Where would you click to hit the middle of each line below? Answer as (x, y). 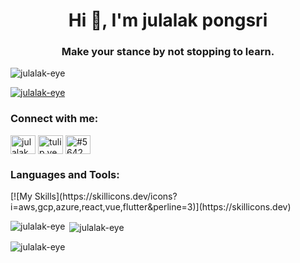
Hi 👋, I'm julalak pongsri (168, 20)
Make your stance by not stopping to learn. (168, 52)
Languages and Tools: (65, 174)
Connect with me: (54, 119)
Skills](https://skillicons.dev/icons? (106, 196)
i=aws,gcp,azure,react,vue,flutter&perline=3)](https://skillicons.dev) (151, 207)
